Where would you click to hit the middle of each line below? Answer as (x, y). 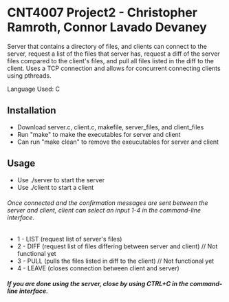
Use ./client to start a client (55, 187)
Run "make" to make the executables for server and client (99, 134)
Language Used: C (34, 89)
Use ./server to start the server (61, 180)
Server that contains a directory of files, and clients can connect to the (107, 46)
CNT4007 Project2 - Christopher (102, 13)
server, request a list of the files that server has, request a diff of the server (113, 54)
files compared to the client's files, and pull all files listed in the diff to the (111, 61)
